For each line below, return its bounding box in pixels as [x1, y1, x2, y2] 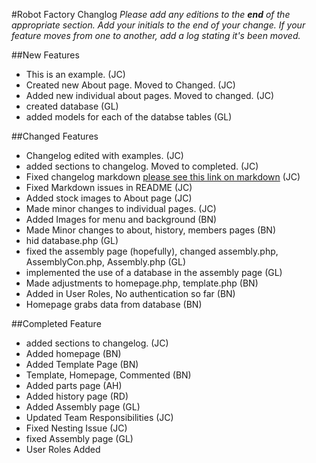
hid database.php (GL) [25, 235, 119, 246]
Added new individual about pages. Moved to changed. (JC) [25, 90, 275, 101]
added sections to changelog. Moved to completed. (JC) [25, 160, 259, 172]
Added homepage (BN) [25, 348, 122, 359]
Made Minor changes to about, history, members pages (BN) [25, 224, 277, 236]
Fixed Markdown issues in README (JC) [25, 182, 193, 193]
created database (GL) [25, 100, 119, 112]
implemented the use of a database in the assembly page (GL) [25, 267, 283, 278]
